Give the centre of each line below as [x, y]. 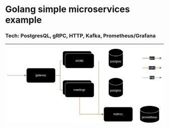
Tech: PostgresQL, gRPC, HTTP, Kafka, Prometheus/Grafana [80, 36]
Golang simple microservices [68, 9]
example [24, 20]
